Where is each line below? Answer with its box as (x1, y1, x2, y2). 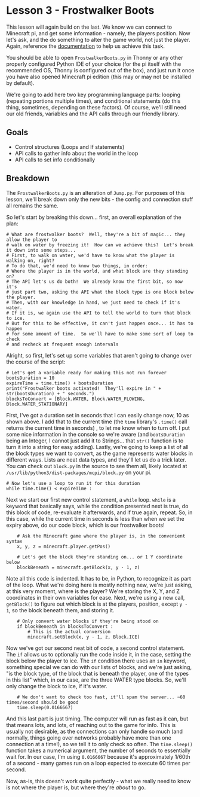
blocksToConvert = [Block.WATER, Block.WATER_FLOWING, (6, 396, 146, 402)
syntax (6, 538, 23, 544)
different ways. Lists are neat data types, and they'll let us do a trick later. (6, 456, 186, 463)
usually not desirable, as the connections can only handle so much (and (6, 728, 183, 735)
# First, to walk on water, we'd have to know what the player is (6, 252, 175, 258)
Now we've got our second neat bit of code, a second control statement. (6, 644, 185, 652)
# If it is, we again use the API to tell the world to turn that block (6, 310, 191, 316)
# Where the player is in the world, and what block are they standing (6, 268, 188, 274)
